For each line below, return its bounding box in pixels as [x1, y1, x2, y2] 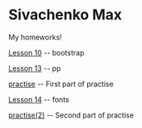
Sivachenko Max [8, 6, 123, 24]
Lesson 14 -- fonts [8, 94, 70, 104]
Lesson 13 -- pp [8, 63, 61, 73]
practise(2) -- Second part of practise [8, 110, 135, 120]
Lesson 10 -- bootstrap [8, 47, 85, 57]
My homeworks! [8, 32, 62, 42]
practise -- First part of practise [8, 79, 115, 89]
